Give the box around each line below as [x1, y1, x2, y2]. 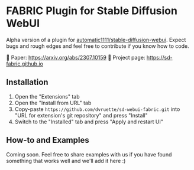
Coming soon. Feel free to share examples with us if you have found [6, 151, 172, 158]
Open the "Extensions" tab [14, 93, 80, 100]
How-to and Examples [6, 135, 90, 145]
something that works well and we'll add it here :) [6, 157, 126, 164]
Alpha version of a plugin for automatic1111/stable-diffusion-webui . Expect [6, 36, 186, 43]
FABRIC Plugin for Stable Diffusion [6, 4, 177, 18]
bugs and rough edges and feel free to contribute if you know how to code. [6, 42, 189, 50]
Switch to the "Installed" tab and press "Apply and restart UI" [14, 118, 164, 125]
